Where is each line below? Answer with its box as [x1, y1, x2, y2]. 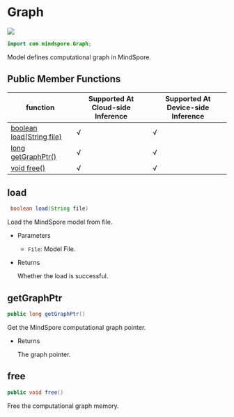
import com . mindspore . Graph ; [7, 40, 92, 47]
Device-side [166, 103, 210, 112]
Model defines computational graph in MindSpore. [7, 53, 152, 61]
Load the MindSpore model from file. [7, 218, 113, 227]
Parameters [17, 232, 51, 240]
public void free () [7, 388, 64, 396]
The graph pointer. [17, 350, 71, 358]
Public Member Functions [7, 73, 121, 85]
